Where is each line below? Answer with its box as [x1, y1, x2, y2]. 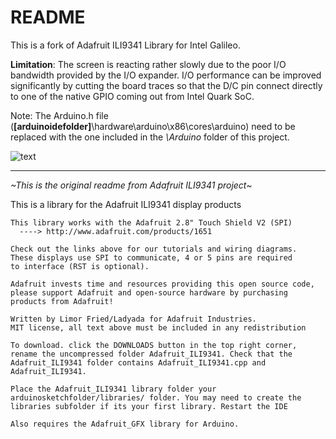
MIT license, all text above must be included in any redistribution [10, 322, 307, 333]
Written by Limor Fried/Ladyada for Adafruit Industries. [10, 314, 257, 324]
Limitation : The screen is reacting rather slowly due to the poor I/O [10, 58, 287, 70]
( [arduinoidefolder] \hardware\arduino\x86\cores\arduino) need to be [10, 120, 296, 132]
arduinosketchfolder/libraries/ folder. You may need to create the [10, 392, 302, 403]
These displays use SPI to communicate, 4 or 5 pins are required [10, 252, 293, 263]
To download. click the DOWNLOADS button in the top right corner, [10, 340, 298, 350]
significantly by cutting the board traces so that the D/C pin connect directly [10, 79, 323, 91]
